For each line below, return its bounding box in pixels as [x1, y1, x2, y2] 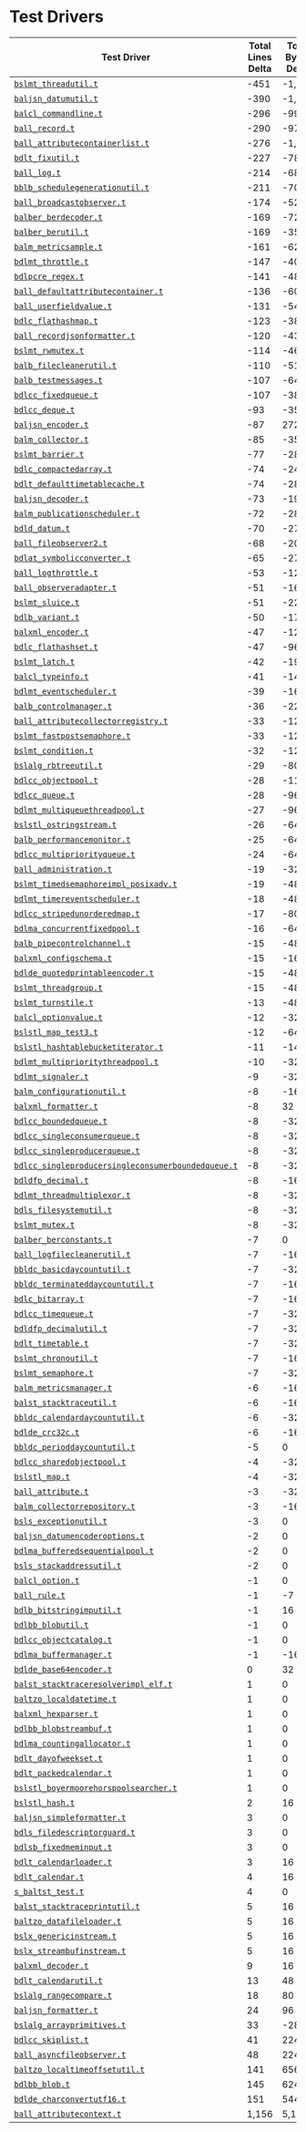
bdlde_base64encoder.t [14, 1664, 112, 1674]
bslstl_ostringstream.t [14, 819, 117, 830]
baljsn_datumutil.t [14, 93, 98, 104]
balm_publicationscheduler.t [14, 508, 140, 519]
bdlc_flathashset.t [14, 641, 98, 652]
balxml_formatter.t [14, 1101, 98, 1112]
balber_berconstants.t [14, 1234, 112, 1245]
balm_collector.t [14, 434, 89, 444]
